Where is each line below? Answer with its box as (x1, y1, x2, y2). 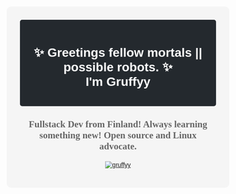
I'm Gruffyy (85, 75, 151, 90)
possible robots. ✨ (63, 60, 173, 75)
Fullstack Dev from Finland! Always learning (28, 119, 208, 131)
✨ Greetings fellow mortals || (33, 45, 203, 60)
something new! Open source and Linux (39, 130, 197, 141)
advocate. (99, 140, 137, 152)
